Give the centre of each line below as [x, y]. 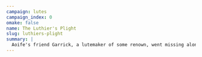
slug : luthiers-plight [35, 34]
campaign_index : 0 [29, 17]
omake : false [23, 23]
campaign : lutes [26, 12]
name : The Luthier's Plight [41, 28]
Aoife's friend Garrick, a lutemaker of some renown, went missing [98, 45]
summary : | [20, 39]
